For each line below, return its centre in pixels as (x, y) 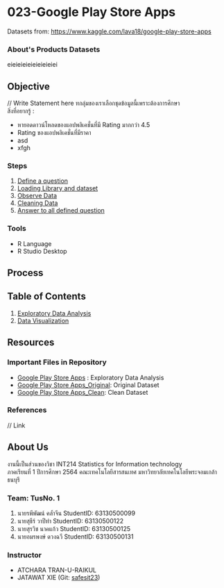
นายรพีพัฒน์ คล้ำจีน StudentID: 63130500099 (76, 513)
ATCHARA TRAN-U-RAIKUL (57, 570)
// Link (16, 425)
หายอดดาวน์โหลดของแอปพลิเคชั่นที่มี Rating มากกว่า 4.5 (84, 125)
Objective (29, 87)
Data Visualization (43, 320)
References (27, 410)
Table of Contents (47, 296)
